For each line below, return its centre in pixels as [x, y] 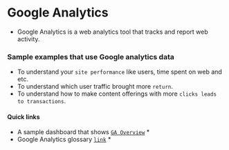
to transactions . [42, 101]
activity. [28, 39]
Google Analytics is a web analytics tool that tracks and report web [113, 32]
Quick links [24, 117]
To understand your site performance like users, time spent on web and [120, 72]
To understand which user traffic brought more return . [95, 87]
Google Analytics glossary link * [64, 140]
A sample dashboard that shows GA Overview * [83, 132]
